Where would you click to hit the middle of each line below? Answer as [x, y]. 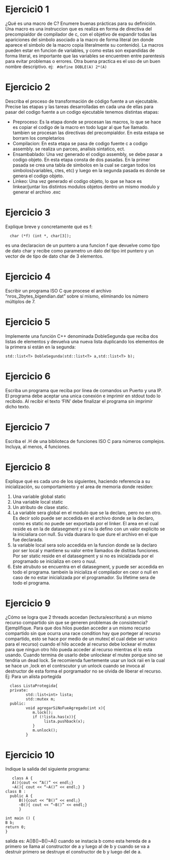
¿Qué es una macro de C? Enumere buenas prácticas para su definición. [81, 23]
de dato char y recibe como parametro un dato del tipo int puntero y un [79, 250]
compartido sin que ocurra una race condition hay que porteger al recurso [83, 633]
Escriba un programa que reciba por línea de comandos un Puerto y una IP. [84, 390]
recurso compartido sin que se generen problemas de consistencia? [77, 623]
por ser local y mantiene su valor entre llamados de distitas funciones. [86, 550]
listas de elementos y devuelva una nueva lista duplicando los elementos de [84, 341]
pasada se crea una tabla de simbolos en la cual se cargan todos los [84, 165]
